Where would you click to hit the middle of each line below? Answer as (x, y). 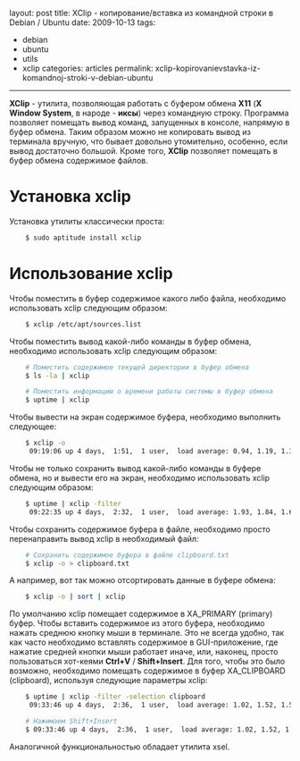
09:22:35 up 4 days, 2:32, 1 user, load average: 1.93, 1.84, (153, 512)
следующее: (33, 427)
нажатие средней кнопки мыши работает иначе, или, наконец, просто (144, 652)
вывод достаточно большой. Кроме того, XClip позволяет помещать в (144, 151)
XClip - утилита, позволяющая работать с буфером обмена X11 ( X (136, 103)
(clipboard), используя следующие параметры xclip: (108, 681)
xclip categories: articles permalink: (87, 68)
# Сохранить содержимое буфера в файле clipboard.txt (127, 555)
